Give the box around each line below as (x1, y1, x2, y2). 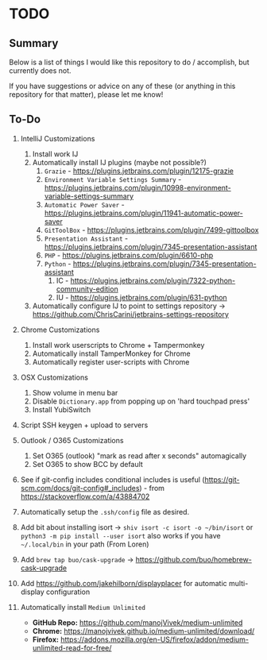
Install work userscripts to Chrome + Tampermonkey (32, 340, 205, 349)
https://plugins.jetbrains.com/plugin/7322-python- (70, 276, 236, 285)
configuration (45, 587, 91, 596)
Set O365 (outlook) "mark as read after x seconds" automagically (32, 450, 247, 461)
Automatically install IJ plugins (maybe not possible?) (32, 157, 207, 167)
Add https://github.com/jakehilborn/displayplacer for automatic (20, 578, 227, 588)
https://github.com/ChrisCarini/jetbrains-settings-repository (32, 309, 230, 318)
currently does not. (9, 66, 72, 75)
